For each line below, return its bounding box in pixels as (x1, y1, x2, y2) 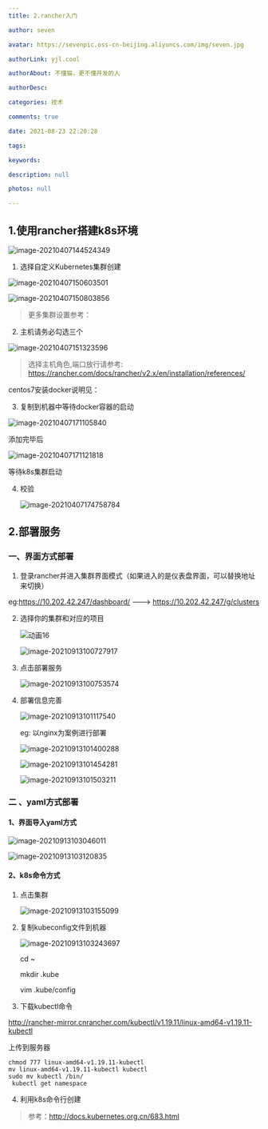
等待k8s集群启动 (8, 466, 62, 476)
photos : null (8, 185, 52, 193)
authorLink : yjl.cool (8, 55, 81, 63)
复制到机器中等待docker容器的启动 (19, 402, 134, 411)
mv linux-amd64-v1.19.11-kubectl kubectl (8, 1065, 148, 1073)
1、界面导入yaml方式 (8, 818, 77, 827)
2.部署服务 (8, 525, 61, 538)
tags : (8, 142, 26, 150)
